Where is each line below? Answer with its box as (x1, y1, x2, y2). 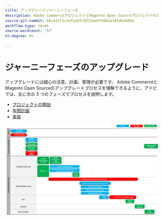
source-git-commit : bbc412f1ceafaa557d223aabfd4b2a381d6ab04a (5, 18, 134, 23)
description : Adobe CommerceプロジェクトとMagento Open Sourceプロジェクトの (5, 13, 157, 18)
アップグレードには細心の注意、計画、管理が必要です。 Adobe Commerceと (5, 79, 158, 85)
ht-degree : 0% (5, 34, 34, 39)
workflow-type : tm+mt (5, 23, 49, 28)
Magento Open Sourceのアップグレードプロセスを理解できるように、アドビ (5, 85, 158, 91)
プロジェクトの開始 (12, 101, 51, 107)
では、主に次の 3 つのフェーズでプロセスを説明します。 (5, 91, 117, 97)
